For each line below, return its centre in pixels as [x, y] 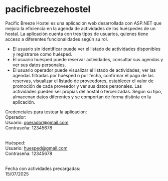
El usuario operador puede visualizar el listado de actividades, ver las [84, 70]
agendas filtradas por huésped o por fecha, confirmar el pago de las [83, 75]
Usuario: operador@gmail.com [37, 122]
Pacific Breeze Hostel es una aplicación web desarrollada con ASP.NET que [83, 23]
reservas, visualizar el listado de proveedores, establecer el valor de [83, 81]
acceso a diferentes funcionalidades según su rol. [57, 39]
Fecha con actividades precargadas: [43, 168]
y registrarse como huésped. [42, 54]
